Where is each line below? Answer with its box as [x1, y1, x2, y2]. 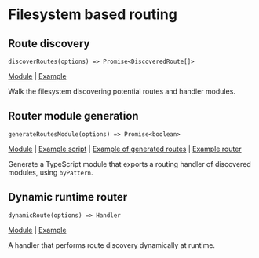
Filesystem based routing [8, 6, 178, 24]
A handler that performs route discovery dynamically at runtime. [8, 240, 216, 249]
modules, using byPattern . [8, 168, 93, 177]
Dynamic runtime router [8, 190, 128, 204]
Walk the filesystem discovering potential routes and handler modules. [8, 87, 235, 96]
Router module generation [8, 109, 139, 123]
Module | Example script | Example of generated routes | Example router [8, 144, 242, 153]
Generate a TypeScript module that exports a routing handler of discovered [8, 159, 251, 168]
